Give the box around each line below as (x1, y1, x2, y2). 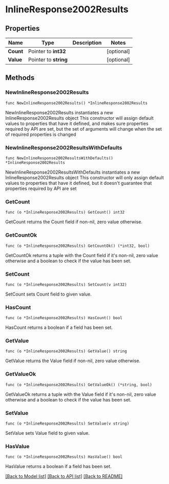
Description (72, 39, 102, 46)
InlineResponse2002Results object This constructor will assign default (5, 115, 154, 121)
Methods (5, 73, 35, 82)
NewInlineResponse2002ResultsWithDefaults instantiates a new (5, 169, 140, 175)
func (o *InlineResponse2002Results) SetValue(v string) (5, 421, 130, 426)
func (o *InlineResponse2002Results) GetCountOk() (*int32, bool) (5, 243, 150, 248)
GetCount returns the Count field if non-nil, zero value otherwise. (5, 219, 142, 225)
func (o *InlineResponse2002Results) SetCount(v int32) (5, 282, 127, 287)
